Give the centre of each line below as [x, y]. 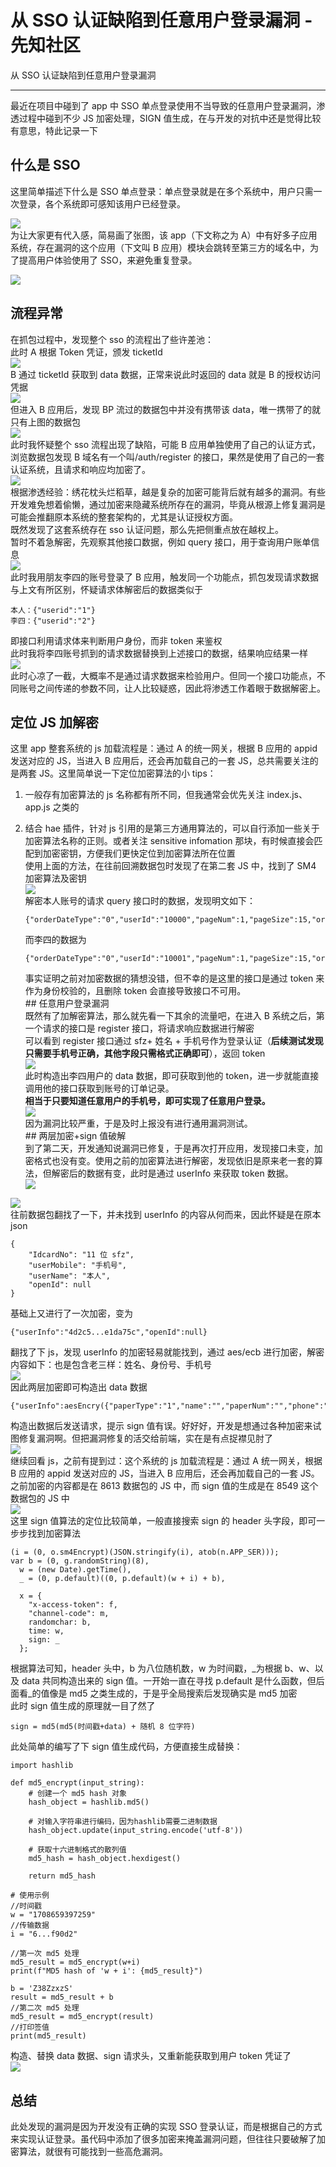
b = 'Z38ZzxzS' [42, 1989]
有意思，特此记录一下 [54, 130]
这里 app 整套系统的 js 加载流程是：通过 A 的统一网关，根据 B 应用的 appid [164, 748]
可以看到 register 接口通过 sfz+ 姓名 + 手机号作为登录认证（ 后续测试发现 [174, 1041]
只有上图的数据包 [45, 422]
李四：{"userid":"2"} [53, 621]
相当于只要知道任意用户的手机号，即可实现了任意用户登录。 [147, 1101]
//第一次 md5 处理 [45, 1954]
